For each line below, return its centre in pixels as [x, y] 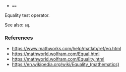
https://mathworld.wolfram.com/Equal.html [56, 54]
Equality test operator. [27, 15]
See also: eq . [18, 25]
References [19, 38]
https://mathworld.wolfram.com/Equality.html [58, 59]
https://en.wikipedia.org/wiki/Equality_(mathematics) [65, 65]
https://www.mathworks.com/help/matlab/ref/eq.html [66, 49]
